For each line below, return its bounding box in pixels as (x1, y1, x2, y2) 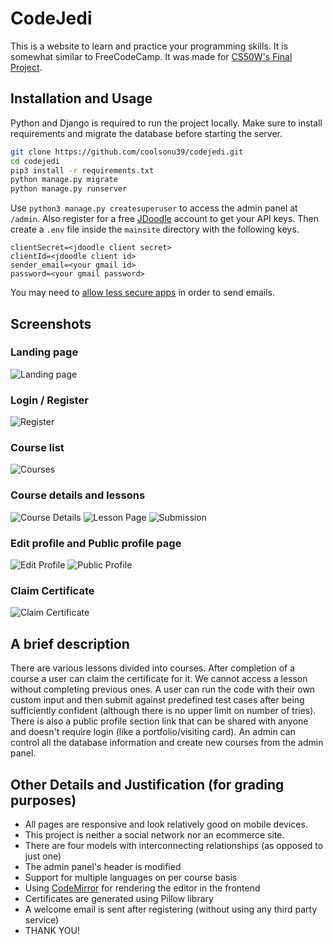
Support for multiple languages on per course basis (24, 871, 238, 883)
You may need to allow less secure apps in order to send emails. (10, 287, 275, 299)
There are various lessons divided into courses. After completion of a (10, 662, 296, 674)
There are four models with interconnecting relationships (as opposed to (24, 839, 324, 851)
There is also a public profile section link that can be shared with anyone (10, 715, 309, 727)
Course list (10, 441, 65, 455)
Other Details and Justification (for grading (10, 776, 285, 793)
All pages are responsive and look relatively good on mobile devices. (24, 818, 308, 830)
